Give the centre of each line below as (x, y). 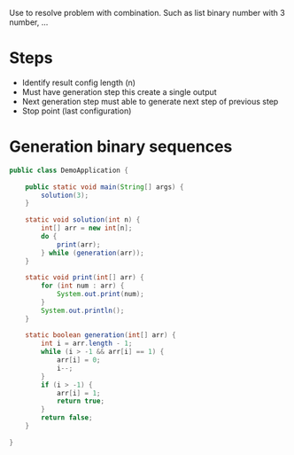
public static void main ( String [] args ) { (104, 187)
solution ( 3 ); (65, 195)
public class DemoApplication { (69, 170)
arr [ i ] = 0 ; (78, 360)
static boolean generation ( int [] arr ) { (101, 335)
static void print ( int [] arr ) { (85, 278)
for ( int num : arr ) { (83, 286)
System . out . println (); (83, 310)
